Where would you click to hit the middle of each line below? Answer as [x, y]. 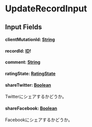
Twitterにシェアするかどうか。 [36, 97]
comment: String [23, 62]
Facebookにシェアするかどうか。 [39, 120]
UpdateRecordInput [46, 9]
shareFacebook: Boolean [31, 108]
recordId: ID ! [18, 51]
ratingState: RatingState [30, 73]
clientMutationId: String [30, 40]
